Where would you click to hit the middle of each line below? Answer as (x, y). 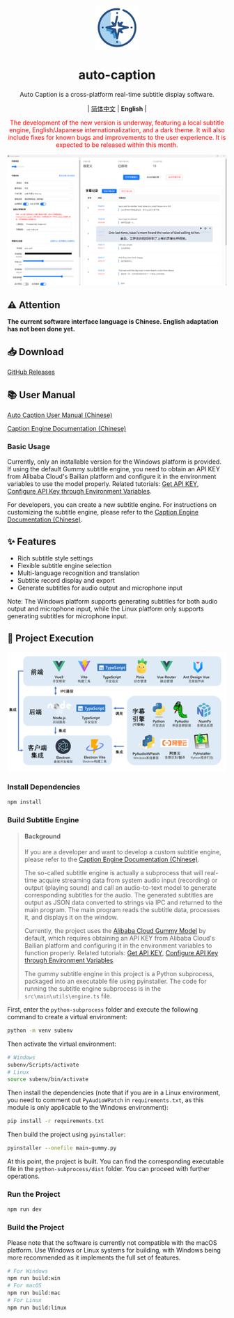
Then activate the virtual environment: (62, 1044)
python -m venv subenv (40, 1030)
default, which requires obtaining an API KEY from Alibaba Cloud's (119, 938)
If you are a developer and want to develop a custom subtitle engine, (123, 852)
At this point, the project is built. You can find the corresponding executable (116, 1161)
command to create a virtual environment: (67, 1017)
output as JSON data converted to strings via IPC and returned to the (123, 902)
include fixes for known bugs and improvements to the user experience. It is (117, 137)
